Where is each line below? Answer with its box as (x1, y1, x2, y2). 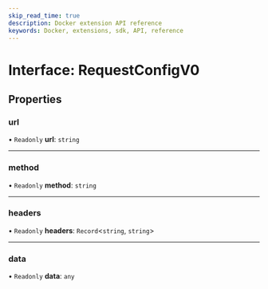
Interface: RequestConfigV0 (8, 61, 200, 79)
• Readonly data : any (8, 271, 75, 281)
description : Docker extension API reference (8, 19, 162, 27)
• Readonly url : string (8, 135, 80, 144)
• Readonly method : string (8, 180, 97, 190)
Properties (8, 93, 62, 106)
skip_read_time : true (8, 11, 81, 20)
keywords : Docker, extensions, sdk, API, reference (8, 26, 183, 34)
